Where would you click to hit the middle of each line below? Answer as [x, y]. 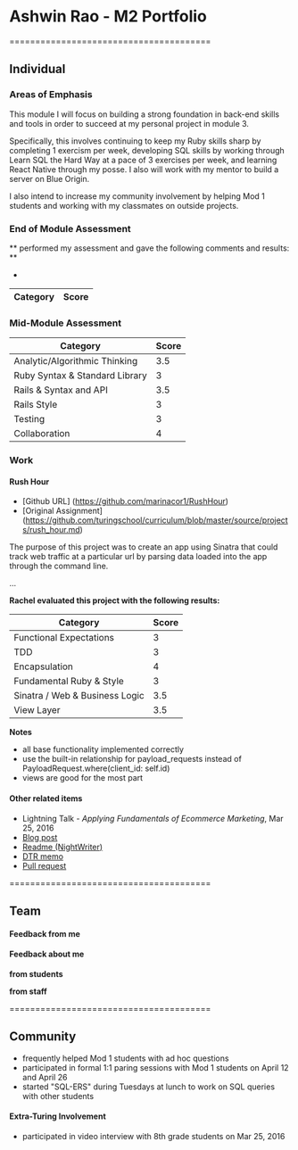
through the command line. [59, 566]
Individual [37, 69]
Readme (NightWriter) [62, 847]
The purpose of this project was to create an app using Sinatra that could [144, 547]
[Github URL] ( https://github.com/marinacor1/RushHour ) [125, 501]
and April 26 [45, 1077]
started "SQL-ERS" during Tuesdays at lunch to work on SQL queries [148, 1087]
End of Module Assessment [70, 228]
